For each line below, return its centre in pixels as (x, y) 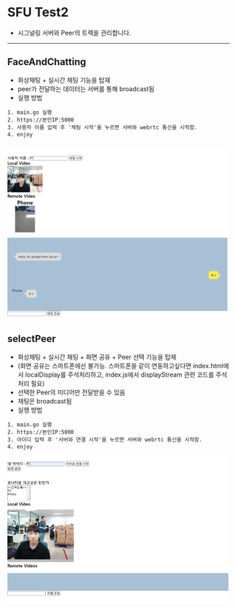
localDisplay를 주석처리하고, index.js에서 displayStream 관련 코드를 (120, 375)
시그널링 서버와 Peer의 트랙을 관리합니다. (74, 33)
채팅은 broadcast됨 (44, 401)
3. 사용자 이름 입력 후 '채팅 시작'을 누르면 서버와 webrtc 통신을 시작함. (102, 127)
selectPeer (32, 339)
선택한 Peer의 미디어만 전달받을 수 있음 (71, 392)
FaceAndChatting (47, 62)
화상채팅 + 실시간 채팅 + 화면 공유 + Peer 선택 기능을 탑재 (97, 357)
